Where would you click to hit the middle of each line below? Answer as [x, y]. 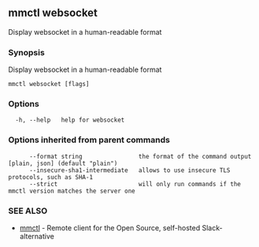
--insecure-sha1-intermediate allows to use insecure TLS [129, 170]
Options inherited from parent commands [89, 140]
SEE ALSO [28, 211]
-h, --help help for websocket [70, 120]
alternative [37, 236]
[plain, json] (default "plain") [63, 163]
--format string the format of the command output [140, 156]
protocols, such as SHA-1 [50, 177]
